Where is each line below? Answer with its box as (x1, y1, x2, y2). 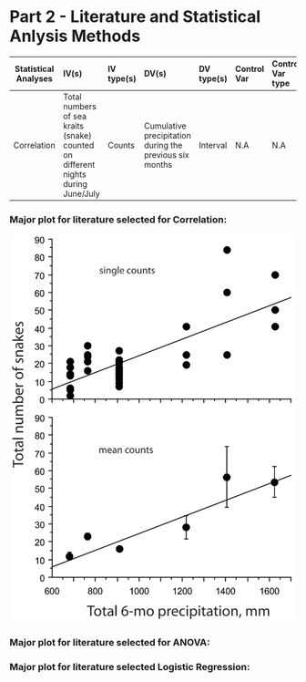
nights (63, 169, 87, 180)
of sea (63, 110, 87, 121)
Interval (199, 139, 228, 150)
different (63, 159, 96, 170)
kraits (63, 120, 85, 131)
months (144, 159, 173, 170)
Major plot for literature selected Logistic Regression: (9, 661, 250, 674)
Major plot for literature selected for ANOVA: (9, 636, 210, 649)
